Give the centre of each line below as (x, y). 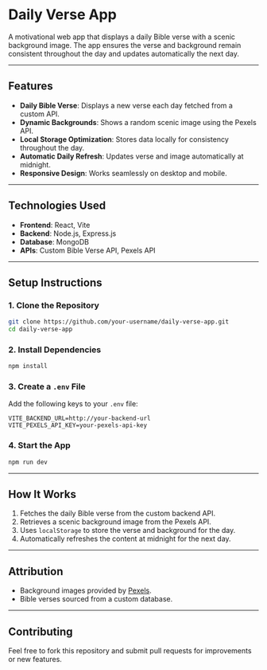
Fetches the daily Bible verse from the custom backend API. (118, 513)
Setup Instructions (55, 282)
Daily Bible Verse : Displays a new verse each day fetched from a (126, 105)
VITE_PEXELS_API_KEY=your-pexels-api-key (78, 425)
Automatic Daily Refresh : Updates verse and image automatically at (132, 156)
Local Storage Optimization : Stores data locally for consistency (124, 139)
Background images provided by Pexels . (86, 590)
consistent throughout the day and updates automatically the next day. (124, 53)
